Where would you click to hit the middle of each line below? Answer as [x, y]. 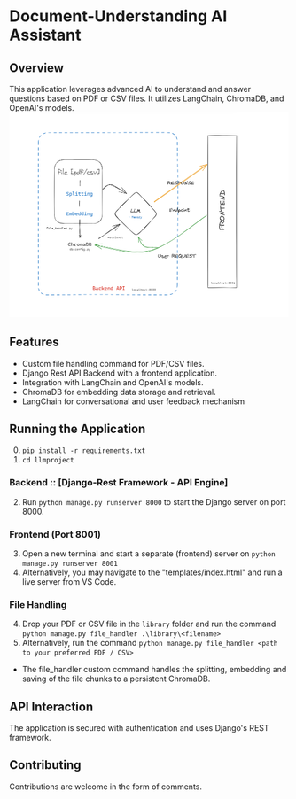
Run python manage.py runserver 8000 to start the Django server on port [154, 501]
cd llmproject [48, 461]
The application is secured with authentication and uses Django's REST [139, 728]
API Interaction [51, 706]
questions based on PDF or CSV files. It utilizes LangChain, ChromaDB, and [147, 98]
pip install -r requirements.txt [84, 451]
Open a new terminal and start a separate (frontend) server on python [149, 553]
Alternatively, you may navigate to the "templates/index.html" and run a [152, 572]
